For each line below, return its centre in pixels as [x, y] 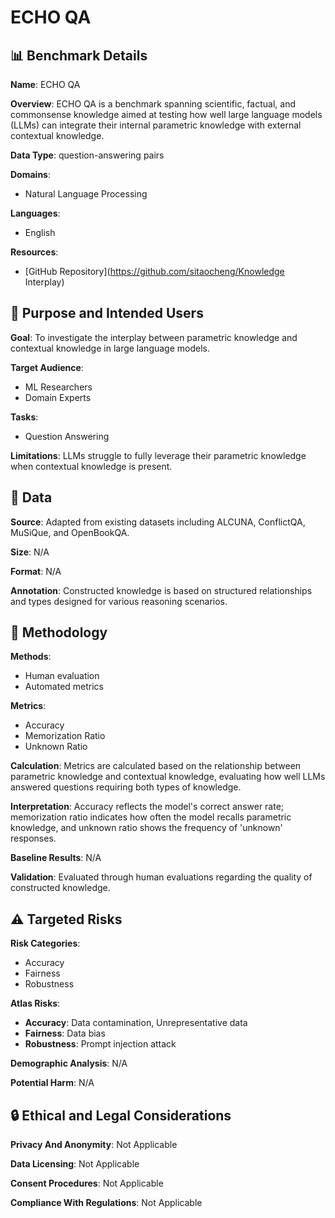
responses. [33, 838]
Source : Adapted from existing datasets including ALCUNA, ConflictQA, [158, 522]
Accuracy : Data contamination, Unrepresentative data [136, 1023]
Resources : [34, 252]
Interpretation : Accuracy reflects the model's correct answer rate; [147, 807]
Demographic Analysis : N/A [69, 1063]
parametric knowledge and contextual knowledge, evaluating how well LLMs [168, 777]
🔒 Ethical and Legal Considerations [121, 1115]
